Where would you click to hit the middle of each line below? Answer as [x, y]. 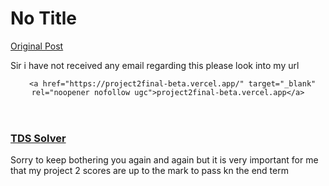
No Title [44, 18]
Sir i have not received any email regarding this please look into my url [155, 65]
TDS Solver [38, 138]
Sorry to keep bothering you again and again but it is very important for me [164, 160]
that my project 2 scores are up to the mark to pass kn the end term [149, 171]
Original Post [37, 46]
